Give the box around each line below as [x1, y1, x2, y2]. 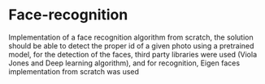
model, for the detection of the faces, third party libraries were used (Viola [8, 49, 258, 59]
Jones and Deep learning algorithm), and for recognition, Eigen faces [8, 58, 241, 68]
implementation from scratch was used [8, 66, 140, 76]
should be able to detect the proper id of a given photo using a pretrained [8, 40, 254, 50]
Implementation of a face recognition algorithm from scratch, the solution [8, 32, 254, 42]
